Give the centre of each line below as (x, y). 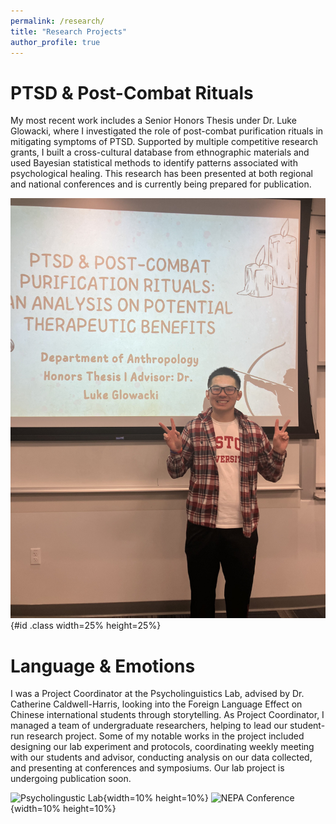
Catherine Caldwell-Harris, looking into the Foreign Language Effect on (156, 704)
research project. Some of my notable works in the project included (165, 736)
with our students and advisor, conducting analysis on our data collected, (161, 757)
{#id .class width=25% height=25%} (86, 626)
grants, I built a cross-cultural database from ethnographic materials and (160, 152)
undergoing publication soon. (71, 779)
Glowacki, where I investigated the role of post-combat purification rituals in (167, 131)
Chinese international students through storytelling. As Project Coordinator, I (167, 715)
